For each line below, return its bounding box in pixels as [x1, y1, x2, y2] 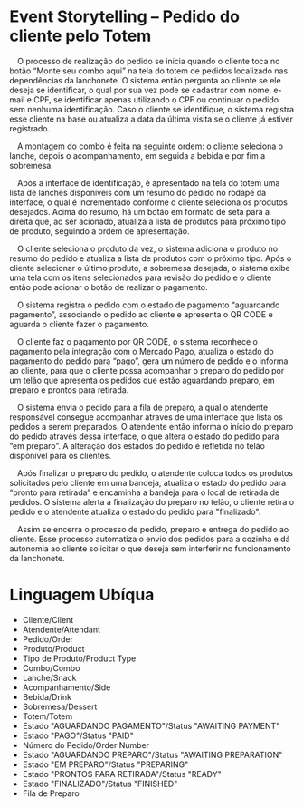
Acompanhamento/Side [22, 682, 111, 693]
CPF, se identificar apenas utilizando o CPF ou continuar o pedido [33, 93, 279, 105]
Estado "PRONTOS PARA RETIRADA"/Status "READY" [22, 768, 222, 779]
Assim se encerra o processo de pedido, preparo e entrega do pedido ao [17, 523, 289, 534]
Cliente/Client [22, 614, 74, 625]
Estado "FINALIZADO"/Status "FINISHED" [22, 778, 178, 789]
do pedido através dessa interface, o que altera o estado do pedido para [9, 431, 279, 442]
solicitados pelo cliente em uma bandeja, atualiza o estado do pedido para [9, 477, 287, 488]
